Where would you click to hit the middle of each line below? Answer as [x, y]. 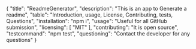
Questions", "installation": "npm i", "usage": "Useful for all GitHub [87, 21]
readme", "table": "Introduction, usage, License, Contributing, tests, [90, 15]
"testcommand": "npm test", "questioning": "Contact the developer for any [98, 34]
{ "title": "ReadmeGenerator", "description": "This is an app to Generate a [97, 9]
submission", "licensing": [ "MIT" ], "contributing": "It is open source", [92, 27]
